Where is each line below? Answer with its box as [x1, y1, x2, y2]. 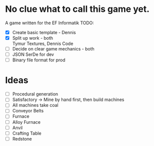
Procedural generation [12, 91, 58, 97]
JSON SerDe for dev [12, 51, 54, 57]
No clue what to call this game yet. [5, 3, 150, 15]
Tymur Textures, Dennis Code [12, 41, 73, 47]
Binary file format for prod [12, 57, 66, 63]
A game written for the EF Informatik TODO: [5, 20, 94, 26]
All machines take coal [12, 102, 58, 108]
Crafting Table [12, 130, 42, 136]
